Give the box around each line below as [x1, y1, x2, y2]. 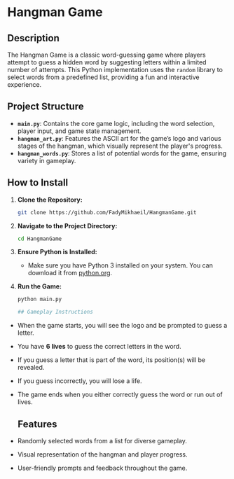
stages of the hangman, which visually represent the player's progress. [17, 141, 223, 150]
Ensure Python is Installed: [17, 248, 98, 256]
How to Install [7, 176, 69, 189]
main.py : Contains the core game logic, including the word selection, [17, 119, 215, 127]
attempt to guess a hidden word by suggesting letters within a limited [7, 58, 207, 67]
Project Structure [7, 101, 84, 113]
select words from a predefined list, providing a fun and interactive [7, 73, 200, 81]
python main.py [17, 296, 62, 303]
